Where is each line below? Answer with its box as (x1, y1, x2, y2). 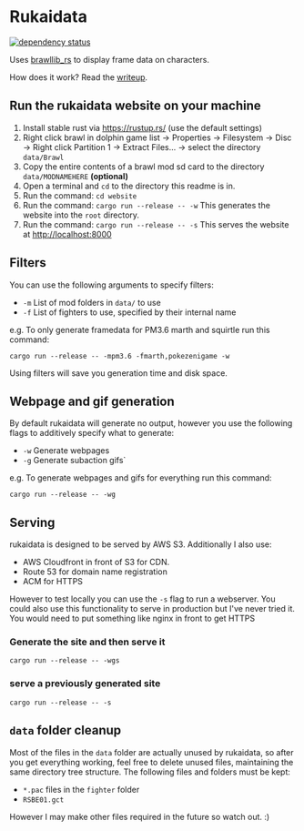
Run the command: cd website (22, 189, 137, 201)
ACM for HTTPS (22, 576, 84, 587)
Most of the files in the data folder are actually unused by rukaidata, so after (9, 746, 294, 757)
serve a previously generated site (9, 677, 161, 690)
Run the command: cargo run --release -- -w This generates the (22, 199, 271, 210)
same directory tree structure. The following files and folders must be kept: (9, 766, 291, 777)
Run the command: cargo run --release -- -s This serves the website (22, 218, 289, 229)
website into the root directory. (22, 209, 139, 220)
